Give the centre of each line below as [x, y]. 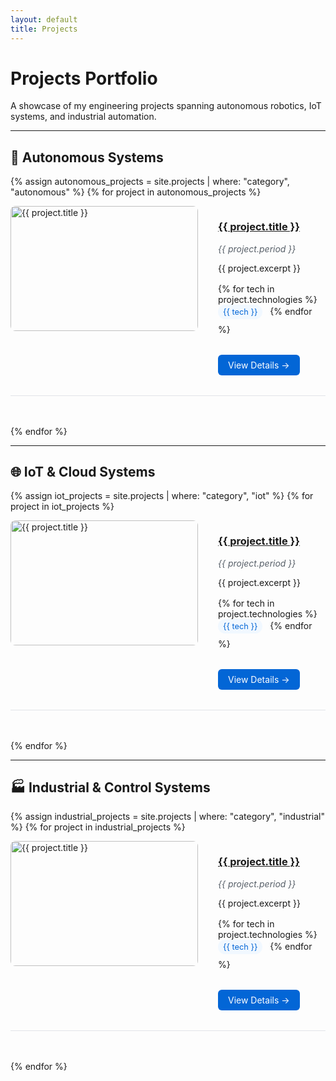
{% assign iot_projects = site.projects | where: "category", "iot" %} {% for [162, 496]
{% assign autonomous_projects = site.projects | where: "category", [150, 182]
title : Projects [44, 29]
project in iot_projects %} [62, 507]
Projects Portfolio [84, 78]
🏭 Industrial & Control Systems [110, 787]
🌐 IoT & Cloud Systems [83, 471]
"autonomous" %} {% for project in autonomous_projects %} [136, 192]
